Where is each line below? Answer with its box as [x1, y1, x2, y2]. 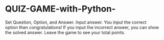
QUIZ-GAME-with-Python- [5, 3, 116, 14]
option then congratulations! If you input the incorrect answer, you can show [5, 24, 159, 30]
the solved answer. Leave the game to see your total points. [5, 29, 126, 35]
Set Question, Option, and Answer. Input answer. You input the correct [5, 19, 147, 25]
